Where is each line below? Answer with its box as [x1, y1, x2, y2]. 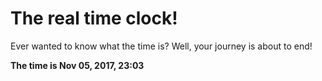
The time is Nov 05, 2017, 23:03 [10, 59, 145, 71]
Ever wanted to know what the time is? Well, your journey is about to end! [10, 40, 313, 52]
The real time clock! [10, 7, 178, 30]
